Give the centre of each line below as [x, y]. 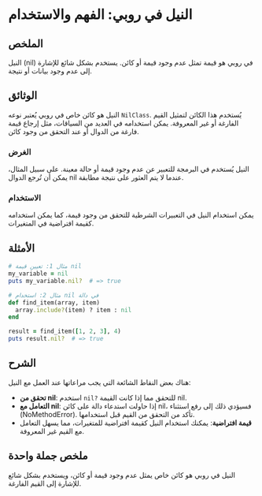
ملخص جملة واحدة [48, 456]
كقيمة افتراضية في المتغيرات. [51, 223]
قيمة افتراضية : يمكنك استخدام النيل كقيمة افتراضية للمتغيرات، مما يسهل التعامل [135, 423]
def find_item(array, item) [54, 302]
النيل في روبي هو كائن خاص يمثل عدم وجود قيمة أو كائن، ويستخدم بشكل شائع [122, 475]
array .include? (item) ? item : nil [74, 310]
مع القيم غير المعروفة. [52, 431]
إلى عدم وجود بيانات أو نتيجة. [50, 71]
